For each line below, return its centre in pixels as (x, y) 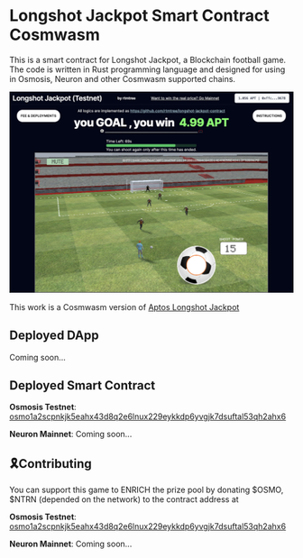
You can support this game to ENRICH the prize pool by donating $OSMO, (147, 490)
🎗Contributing (50, 464)
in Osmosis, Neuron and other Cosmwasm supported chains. (123, 78)
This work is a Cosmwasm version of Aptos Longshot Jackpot (124, 306)
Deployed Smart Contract (83, 385)
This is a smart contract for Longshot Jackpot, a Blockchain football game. (148, 59)
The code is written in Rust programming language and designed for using (147, 69)
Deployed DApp (54, 336)
